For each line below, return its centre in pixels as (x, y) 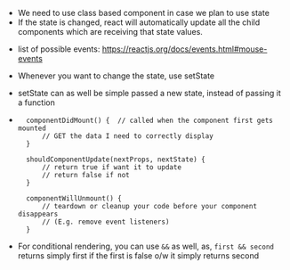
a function (36, 102)
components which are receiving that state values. (110, 32)
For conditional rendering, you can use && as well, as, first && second (145, 246)
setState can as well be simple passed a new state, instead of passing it (149, 93)
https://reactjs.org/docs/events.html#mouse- (185, 49)
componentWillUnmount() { (74, 199)
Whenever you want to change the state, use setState (116, 76)
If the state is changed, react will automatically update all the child (139, 22)
